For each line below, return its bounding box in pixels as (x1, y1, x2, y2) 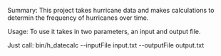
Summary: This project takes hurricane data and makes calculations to (7, 6, 215, 14)
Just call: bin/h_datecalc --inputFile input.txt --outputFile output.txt (7, 41, 205, 49)
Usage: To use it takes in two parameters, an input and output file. (7, 28, 201, 35)
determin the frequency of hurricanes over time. (7, 13, 149, 22)
